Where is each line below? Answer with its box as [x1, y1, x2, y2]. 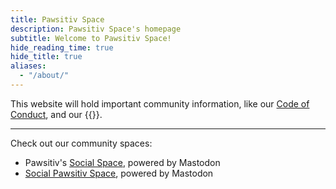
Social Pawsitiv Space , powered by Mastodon [24, 167, 214, 179]
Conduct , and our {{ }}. [10, 108, 103, 120]
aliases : [10, 61, 47, 71]
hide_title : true [10, 52, 83, 62]
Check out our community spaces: [10, 137, 153, 149]
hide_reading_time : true [10, 42, 114, 53]
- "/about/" [19, 71, 70, 81]
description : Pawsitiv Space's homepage [10, 24, 182, 34]
